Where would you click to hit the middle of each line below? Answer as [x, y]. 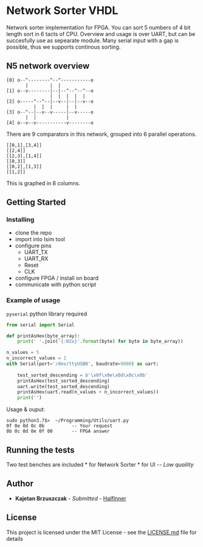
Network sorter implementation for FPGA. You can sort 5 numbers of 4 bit [98, 27]
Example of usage [33, 300]
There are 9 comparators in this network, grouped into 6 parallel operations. [101, 134]
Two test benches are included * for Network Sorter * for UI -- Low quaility [100, 465]
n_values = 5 [23, 353]
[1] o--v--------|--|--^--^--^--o [50, 91]
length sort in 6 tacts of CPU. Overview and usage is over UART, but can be [101, 34]
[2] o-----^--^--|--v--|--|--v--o [50, 101]
